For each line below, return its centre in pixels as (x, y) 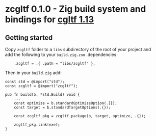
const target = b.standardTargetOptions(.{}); (62, 108)
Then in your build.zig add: (34, 73)
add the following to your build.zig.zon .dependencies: (61, 54)
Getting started (29, 38)
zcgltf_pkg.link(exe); (37, 125)
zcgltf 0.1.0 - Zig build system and (76, 9)
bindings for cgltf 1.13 (50, 19)
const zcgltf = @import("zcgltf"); (41, 86)
